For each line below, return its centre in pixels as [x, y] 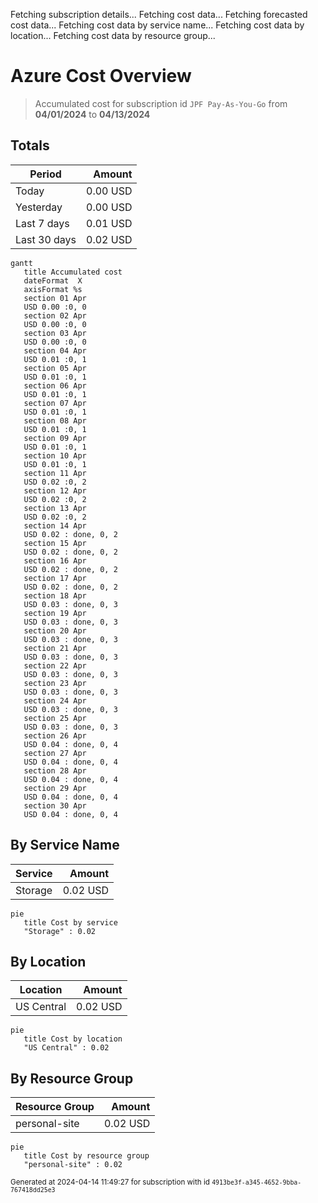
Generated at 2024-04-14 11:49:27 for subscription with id [110, 1182]
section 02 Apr [55, 315]
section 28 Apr [55, 770]
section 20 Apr [55, 630]
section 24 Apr [55, 700]
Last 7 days [42, 223]
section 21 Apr [55, 648]
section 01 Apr [55, 298]
